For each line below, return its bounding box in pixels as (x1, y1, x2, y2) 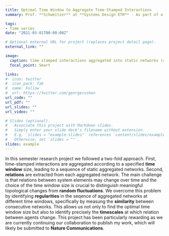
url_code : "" (5, 95, 33, 100)
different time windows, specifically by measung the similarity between (5, 198, 154, 204)
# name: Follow (5, 86, 39, 91)
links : (5, 71, 19, 77)
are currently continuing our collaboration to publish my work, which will (5, 219, 155, 225)
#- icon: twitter (5, 76, 42, 82)
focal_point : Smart (10, 62, 51, 68)
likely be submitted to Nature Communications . (5, 225, 105, 231)
